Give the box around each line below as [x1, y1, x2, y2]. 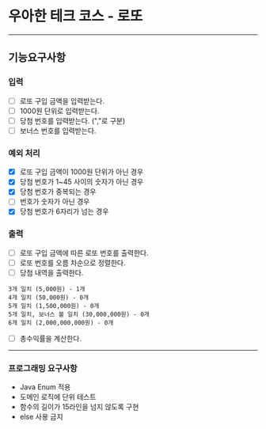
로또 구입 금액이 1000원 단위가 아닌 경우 [19, 167, 144, 177]
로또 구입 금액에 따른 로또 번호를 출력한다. [19, 248, 149, 257]
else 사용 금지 [19, 412, 63, 422]
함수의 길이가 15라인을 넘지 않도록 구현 [19, 402, 139, 412]
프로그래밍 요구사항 [8, 363, 78, 374]
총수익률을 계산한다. [19, 333, 82, 343]
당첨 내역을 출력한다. [19, 268, 84, 277]
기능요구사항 [8, 51, 66, 64]
